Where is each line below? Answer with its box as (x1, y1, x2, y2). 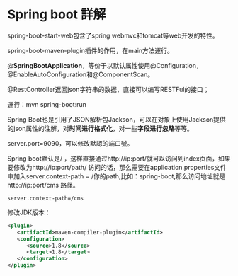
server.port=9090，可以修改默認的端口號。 (7, 139, 134, 147)
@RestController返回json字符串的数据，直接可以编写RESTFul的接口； (7, 85, 210, 93)
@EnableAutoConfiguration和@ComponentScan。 (7, 70, 154, 79)
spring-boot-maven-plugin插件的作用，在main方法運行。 (7, 46, 174, 54)
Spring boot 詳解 (7, 6, 106, 23)
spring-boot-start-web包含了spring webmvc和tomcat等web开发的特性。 (7, 31, 219, 40)
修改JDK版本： (7, 208, 51, 217)
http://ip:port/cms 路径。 (7, 180, 79, 189)
